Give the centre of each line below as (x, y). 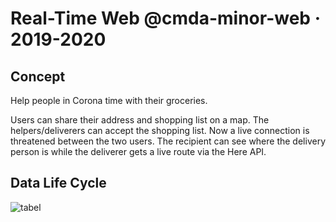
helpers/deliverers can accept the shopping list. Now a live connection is (160, 130)
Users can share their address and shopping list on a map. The (140, 120)
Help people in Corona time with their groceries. (109, 100)
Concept (38, 76)
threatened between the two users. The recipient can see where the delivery (168, 141)
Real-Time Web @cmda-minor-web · (165, 18)
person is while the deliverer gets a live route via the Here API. (138, 151)
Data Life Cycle (58, 183)
